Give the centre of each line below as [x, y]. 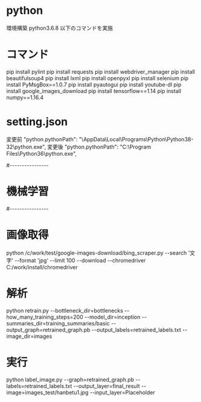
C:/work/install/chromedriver [42, 267]
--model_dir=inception [112, 317]
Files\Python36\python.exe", [42, 153]
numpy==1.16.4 [25, 97]
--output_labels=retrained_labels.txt [136, 330]
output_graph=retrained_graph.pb [48, 330]
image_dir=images [29, 336]
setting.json [37, 122]
